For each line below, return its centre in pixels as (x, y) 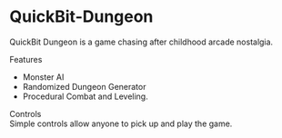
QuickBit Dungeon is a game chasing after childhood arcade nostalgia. (141, 42)
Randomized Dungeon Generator (84, 86)
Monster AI (43, 77)
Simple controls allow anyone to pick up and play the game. (121, 123)
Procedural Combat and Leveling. (85, 96)
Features (26, 59)
